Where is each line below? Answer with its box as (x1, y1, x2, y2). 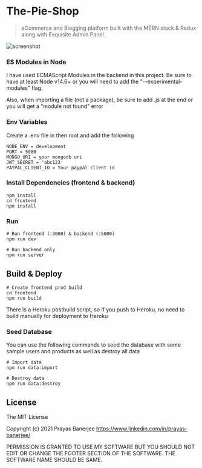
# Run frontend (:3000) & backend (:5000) (6, 231, 115, 237)
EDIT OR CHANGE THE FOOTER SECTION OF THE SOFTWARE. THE (6, 450, 176, 457)
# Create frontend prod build (6, 284, 83, 291)
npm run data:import (6, 365, 59, 371)
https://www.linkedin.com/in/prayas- (96, 425, 187, 432)
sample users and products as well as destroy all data (6, 348, 140, 355)
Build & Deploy (6, 268, 62, 279)
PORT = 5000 (6, 149, 36, 155)
